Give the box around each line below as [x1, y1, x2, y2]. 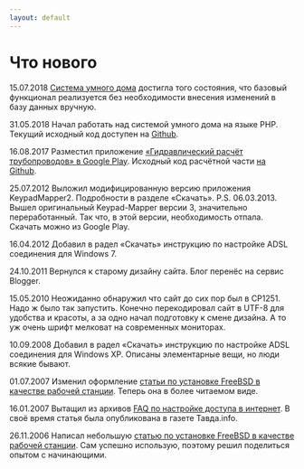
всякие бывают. [9, 358, 71, 369]
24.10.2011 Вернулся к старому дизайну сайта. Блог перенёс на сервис [9, 266, 285, 277]
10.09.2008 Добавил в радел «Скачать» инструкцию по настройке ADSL [9, 339, 290, 350]
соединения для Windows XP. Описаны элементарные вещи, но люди [9, 349, 280, 360]
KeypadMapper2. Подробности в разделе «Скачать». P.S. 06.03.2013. [9, 192, 278, 203]
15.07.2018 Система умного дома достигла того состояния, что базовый [9, 82, 288, 93]
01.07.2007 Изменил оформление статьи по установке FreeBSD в [9, 376, 261, 387]
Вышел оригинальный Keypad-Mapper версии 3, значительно [9, 202, 248, 212]
